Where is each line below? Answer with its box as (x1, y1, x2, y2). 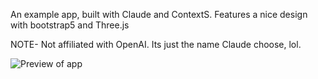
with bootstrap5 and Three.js (10, 19, 130, 31)
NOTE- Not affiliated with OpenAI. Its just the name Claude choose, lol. (10, 39, 302, 50)
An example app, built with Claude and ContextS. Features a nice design (10, 9, 308, 20)
